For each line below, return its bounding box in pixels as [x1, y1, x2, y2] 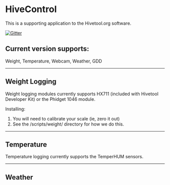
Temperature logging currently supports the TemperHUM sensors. [5, 154, 144, 160]
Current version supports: [5, 44, 90, 53]
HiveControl [5, 4, 57, 15]
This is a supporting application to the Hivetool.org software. [5, 20, 132, 26]
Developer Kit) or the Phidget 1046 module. [5, 96, 96, 102]
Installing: [5, 106, 25, 112]
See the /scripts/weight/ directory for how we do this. [12, 121, 124, 127]
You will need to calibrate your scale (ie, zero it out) [12, 115, 120, 121]
